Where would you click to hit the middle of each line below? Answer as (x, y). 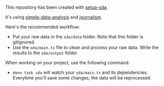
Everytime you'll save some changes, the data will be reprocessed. (82, 78)
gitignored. (24, 42)
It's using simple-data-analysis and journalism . (54, 17)
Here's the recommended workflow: (43, 27)
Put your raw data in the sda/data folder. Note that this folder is (78, 37)
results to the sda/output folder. (45, 53)
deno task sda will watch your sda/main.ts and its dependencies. (80, 72)
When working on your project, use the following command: (67, 62)
